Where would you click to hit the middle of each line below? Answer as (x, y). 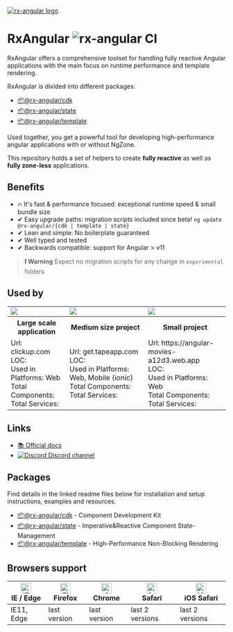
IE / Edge (26, 598)
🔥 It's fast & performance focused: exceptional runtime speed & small (116, 204)
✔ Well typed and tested (52, 240)
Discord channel (71, 455)
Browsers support (47, 568)
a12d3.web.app (174, 360)
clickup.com (31, 351)
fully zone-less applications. (49, 165)
